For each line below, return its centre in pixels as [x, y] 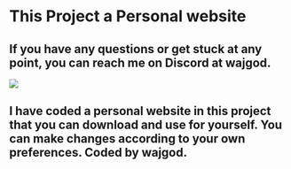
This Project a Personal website [128, 16]
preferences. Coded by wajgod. [98, 153]
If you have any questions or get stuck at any [136, 49]
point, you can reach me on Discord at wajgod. [140, 62]
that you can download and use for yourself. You [145, 125]
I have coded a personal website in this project [140, 111]
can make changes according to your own [127, 139]
